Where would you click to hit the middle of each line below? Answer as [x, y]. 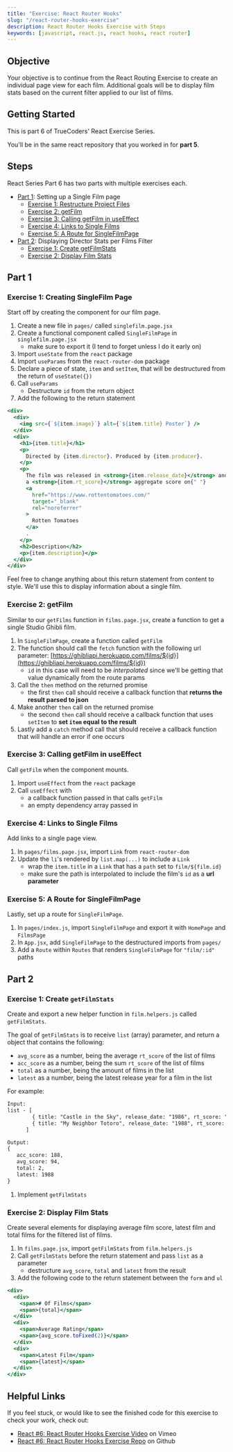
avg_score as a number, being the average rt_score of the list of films [116, 1055]
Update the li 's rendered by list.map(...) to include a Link [103, 859]
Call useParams [38, 383]
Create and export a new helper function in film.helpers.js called [102, 1014]
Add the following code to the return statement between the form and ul [120, 1278]
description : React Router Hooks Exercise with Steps [87, 26]
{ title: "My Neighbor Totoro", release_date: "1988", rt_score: [129, 1123]
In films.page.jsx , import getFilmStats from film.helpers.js [105, 1248]
